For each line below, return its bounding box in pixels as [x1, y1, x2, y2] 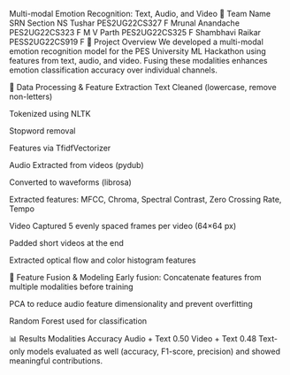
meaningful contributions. [9, 356, 103, 366]
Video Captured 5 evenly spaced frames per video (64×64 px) [9, 221, 237, 231]
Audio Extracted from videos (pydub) [9, 160, 144, 170]
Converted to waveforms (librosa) [9, 177, 133, 187]
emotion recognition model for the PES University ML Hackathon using [9, 46, 267, 57]
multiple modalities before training [9, 281, 134, 292]
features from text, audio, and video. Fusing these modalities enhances [9, 56, 268, 65]
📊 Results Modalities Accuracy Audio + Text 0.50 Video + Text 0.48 [9, 333, 257, 344]
